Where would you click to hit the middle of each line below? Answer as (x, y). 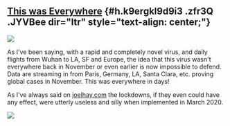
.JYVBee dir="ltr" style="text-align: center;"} (109, 22)
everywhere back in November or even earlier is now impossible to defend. (114, 66)
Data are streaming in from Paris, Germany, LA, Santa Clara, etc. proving (110, 74)
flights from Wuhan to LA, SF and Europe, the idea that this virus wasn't (109, 59)
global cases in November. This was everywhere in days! (88, 81)
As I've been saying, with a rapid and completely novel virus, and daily (107, 52)
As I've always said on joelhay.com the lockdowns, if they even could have (114, 94)
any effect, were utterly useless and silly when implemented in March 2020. (115, 102)
